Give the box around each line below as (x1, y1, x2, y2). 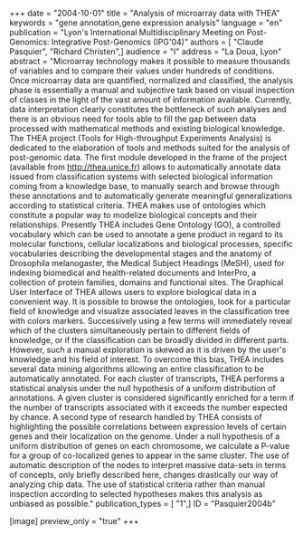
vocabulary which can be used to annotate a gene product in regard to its (9, 229, 283, 239)
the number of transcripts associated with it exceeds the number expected (9, 402, 288, 413)
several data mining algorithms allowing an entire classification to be (9, 364, 265, 374)
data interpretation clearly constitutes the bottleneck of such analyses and (9, 104, 287, 114)
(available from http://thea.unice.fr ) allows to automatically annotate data (9, 162, 281, 172)
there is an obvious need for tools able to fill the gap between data (9, 113, 257, 124)
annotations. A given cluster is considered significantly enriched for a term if (9, 393, 295, 403)
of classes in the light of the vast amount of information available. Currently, (9, 94, 292, 105)
